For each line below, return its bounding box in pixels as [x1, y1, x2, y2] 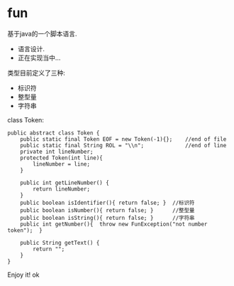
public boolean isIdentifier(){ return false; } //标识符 [20, 199, 195, 206]
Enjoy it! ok [7, 270, 40, 279]
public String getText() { [20, 239, 100, 246]
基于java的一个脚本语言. [7, 29, 77, 38]
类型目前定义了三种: [7, 68, 66, 77]
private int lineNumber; [20, 148, 94, 155]
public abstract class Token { [7, 129, 100, 137]
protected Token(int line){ [20, 154, 103, 161]
